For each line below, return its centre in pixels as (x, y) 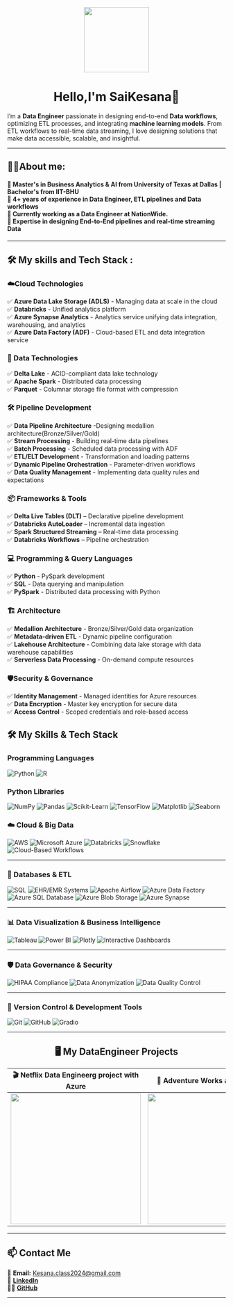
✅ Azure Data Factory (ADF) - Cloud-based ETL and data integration (106, 333)
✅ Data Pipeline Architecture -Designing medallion (81, 425)
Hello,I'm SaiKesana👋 (116, 97)
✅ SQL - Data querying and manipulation (66, 584)
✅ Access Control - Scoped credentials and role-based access (98, 712)
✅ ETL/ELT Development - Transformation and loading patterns (98, 456)
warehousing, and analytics (46, 325)
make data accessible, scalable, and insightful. (74, 138)
